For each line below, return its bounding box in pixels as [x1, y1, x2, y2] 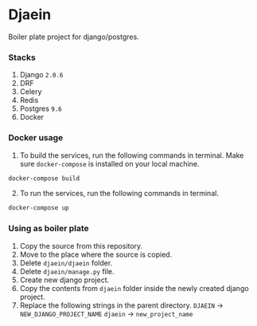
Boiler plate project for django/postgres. [8, 32, 139, 41]
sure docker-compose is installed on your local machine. [19, 159, 200, 168]
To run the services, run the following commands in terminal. [19, 189, 219, 198]
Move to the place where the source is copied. [19, 249, 173, 259]
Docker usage [8, 132, 64, 143]
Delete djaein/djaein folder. [19, 257, 113, 268]
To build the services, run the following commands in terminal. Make [19, 150, 244, 160]
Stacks [8, 52, 36, 63]
